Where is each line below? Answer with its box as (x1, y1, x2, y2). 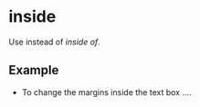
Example (8, 63, 59, 78)
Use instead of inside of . (8, 36, 101, 47)
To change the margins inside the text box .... (21, 86, 193, 97)
